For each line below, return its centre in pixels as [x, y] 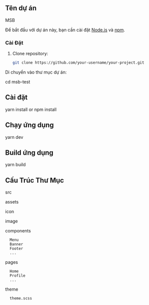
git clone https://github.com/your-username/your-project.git [78, 63]
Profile [18, 276]
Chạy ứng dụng [29, 125]
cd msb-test [18, 82]
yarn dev [14, 137]
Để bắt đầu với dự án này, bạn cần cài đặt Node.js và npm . [65, 30]
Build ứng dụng [29, 153]
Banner [16, 244]
